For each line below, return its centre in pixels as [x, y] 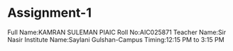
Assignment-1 [50, 13]
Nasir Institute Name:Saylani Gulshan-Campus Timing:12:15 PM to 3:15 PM [116, 39]
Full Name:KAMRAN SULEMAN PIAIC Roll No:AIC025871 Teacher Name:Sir [117, 32]
